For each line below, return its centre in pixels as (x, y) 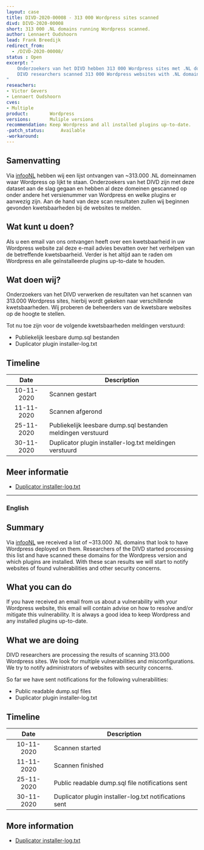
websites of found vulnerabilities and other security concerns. (84, 568)
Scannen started (77, 748)
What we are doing (42, 640)
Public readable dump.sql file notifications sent (121, 783)
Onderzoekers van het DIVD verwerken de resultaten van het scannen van (99, 295)
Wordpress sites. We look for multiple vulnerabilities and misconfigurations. (101, 661)
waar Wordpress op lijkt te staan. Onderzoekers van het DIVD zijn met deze (100, 182)
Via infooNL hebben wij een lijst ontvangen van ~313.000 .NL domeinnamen (101, 175)
